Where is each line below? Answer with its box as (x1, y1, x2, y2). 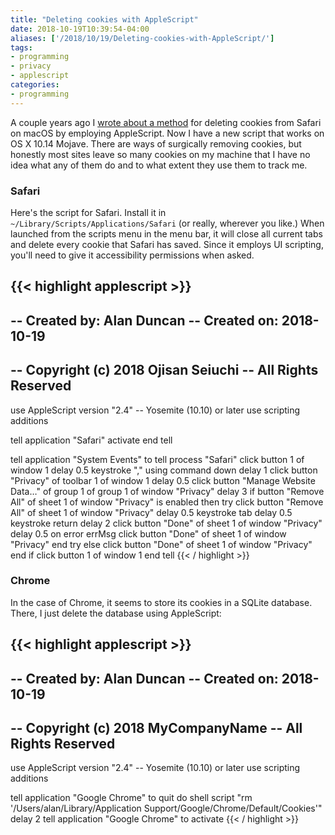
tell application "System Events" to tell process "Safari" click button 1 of (10, 453, 305, 465)
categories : (10, 80, 60, 90)
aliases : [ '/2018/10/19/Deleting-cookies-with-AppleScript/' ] (10, 33, 275, 43)
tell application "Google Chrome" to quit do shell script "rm (10, 792, 253, 804)
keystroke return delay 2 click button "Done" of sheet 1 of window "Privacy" (10, 517, 323, 529)
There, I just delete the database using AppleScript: (10, 607, 222, 619)
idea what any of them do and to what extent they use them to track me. (10, 159, 308, 171)
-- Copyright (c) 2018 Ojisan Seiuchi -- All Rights (10, 362, 319, 379)
